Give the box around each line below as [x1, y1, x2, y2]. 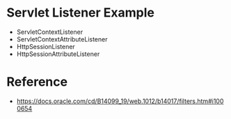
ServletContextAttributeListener [16, 35, 108, 43]
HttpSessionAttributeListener [16, 50, 100, 58]
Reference [6, 74, 67, 90]
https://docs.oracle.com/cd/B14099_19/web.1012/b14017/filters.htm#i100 [16, 97, 224, 105]
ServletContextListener [16, 28, 83, 36]
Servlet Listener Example [6, 5, 154, 21]
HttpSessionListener [16, 42, 76, 51]
